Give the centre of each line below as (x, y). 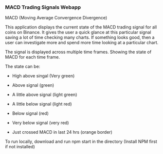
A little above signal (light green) (45, 95)
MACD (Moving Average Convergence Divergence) (56, 18)
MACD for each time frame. (32, 57)
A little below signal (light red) (42, 104)
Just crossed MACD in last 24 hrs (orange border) (62, 132)
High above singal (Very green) (43, 76)
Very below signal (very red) (40, 123)
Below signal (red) (30, 113)
